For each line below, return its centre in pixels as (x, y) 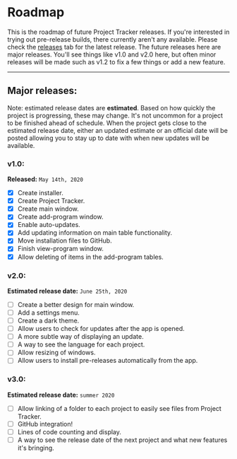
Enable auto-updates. (49, 225)
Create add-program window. (60, 217)
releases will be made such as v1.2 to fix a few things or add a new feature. (116, 62)
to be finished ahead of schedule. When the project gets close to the (107, 123)
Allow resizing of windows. (56, 353)
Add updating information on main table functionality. (95, 233)
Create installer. (40, 193)
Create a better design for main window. (76, 304)
